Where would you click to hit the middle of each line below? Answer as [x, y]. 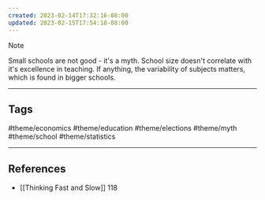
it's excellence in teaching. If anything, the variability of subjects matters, [127, 69]
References [37, 169]
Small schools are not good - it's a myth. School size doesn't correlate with [130, 61]
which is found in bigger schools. [62, 77]
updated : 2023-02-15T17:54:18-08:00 [68, 23]
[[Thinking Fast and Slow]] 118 [69, 188]
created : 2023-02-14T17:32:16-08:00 [68, 15]
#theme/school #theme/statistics [62, 137]
